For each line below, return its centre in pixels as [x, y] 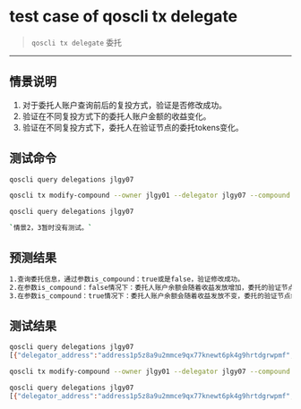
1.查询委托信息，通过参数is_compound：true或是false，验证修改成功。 [127, 279]
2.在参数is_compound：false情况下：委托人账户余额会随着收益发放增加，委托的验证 [146, 287]
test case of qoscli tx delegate [124, 17]
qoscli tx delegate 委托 [77, 42]
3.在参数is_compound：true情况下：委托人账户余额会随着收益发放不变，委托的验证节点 [150, 296]
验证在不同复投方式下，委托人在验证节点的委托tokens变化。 [133, 127]
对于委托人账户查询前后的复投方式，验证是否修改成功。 [124, 105]
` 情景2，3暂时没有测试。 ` [51, 228]
